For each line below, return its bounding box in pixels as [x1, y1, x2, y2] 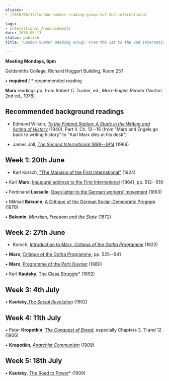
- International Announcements [5, 26, 71, 31]
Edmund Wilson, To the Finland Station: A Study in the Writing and [12, 120, 150, 126]
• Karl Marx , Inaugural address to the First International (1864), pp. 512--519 [5, 179, 163, 185]
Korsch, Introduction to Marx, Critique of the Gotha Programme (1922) [12, 241, 158, 247]
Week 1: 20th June [5, 156, 65, 164]
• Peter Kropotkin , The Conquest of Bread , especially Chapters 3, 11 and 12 [5, 327, 162, 333]
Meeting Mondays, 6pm [5, 58, 56, 64]
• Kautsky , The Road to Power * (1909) [5, 370, 86, 376]
